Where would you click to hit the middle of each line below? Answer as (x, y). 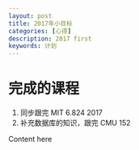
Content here (30, 139)
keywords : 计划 (33, 46)
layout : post (30, 16)
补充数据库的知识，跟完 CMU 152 (75, 123)
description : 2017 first (50, 39)
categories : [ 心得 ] (40, 31)
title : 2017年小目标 (40, 24)
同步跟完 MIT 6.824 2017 (61, 113)
